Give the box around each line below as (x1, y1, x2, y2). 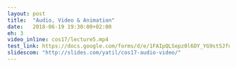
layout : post (7, 10, 46, 17)
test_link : (7, 43, 39, 50)
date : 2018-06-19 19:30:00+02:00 (7, 23, 112, 30)
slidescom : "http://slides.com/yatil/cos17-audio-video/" (7, 50, 181, 57)
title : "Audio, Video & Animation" (7, 17, 115, 24)
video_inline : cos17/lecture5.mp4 (7, 36, 109, 43)
